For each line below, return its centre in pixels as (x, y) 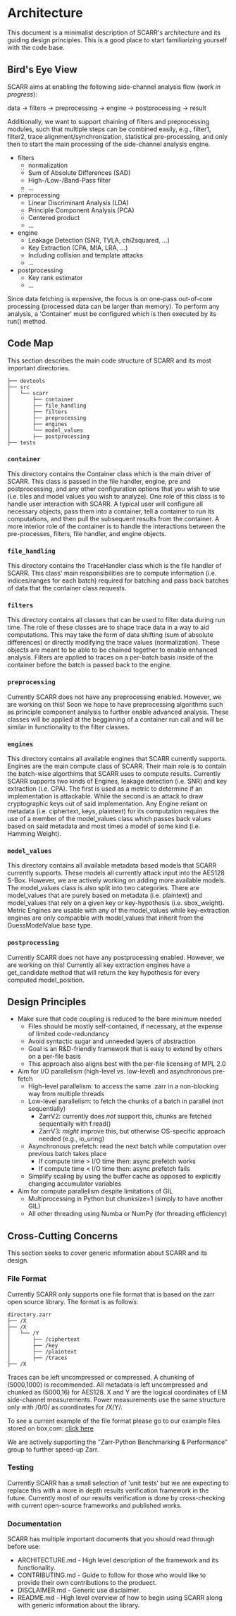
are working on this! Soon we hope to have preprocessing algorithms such (115, 704)
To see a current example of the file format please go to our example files (114, 1421)
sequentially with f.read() (75, 1124)
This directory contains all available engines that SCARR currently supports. (117, 759)
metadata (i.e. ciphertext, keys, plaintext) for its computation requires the (113, 811)
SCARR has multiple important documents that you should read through (111, 1539)
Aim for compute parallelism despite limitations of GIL (95, 1191)
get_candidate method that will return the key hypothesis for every (104, 972)
